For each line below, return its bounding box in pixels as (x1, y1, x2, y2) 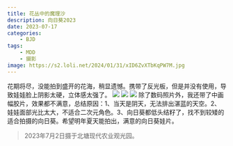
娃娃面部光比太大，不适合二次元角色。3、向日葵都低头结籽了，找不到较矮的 (7, 108, 225, 116)
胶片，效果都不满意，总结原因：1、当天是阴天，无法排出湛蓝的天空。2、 (13, 99, 221, 108)
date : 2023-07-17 (7, 23, 58, 30)
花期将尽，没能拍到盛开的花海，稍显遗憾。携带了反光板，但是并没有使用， (7, 81, 220, 90)
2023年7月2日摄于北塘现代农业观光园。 (24, 131, 138, 140)
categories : (7, 29, 42, 37)
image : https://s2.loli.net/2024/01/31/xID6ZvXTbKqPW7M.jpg (7, 62, 186, 69)
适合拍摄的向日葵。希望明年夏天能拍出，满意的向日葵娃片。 (7, 116, 178, 125)
